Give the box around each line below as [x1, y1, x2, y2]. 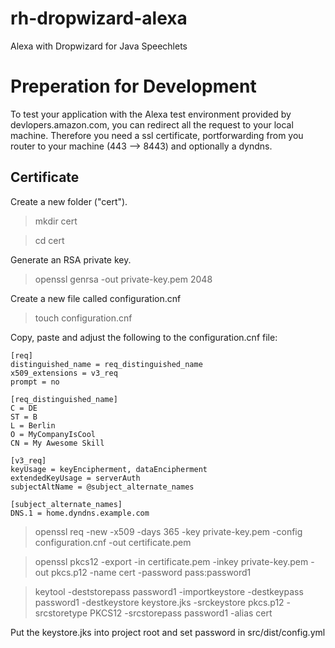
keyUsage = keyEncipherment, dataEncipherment [10, 464, 208, 474]
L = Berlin [10, 420, 56, 431]
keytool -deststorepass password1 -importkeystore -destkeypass [34, 585, 304, 597]
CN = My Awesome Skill [10, 438, 105, 448]
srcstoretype [34, 607, 88, 619]
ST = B [10, 412, 38, 422]
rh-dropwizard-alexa [10, 7, 188, 30]
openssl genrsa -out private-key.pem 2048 [34, 273, 213, 285]
